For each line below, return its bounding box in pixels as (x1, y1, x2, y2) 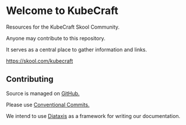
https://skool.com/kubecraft (6, 57, 73, 64)
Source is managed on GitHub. (6, 89, 80, 97)
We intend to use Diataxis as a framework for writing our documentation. (6, 112, 181, 119)
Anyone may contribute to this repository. (6, 34, 106, 41)
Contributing (6, 74, 54, 84)
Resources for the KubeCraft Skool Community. (6, 23, 120, 30)
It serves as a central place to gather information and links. (6, 46, 148, 53)
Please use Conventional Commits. (6, 101, 90, 108)
